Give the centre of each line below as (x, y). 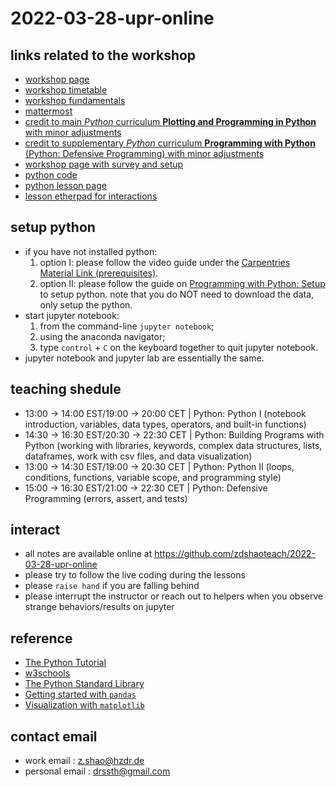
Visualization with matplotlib (84, 705)
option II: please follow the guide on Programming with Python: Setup (182, 283)
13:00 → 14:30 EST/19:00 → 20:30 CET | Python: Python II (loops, (159, 466)
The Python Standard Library (84, 684)
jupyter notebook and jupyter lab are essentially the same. (144, 358)
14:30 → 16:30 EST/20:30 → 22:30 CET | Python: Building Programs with (174, 434)
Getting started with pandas (80, 694)
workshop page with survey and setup (104, 164)
